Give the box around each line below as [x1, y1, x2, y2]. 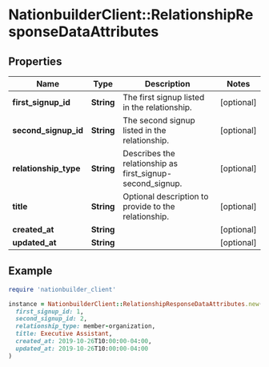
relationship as [122, 158, 179, 169]
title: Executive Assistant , [15, 330, 113, 338]
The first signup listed [122, 92, 205, 103]
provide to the [122, 201, 175, 212]
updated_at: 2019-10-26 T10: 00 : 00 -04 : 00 [15, 345, 149, 353]
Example [8, 264, 53, 278]
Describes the [122, 148, 176, 159]
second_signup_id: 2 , [15, 315, 88, 323]
